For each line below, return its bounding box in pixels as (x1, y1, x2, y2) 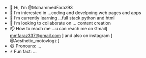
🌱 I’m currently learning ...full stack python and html (9, 15, 115, 20)
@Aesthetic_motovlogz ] (9, 38, 60, 43)
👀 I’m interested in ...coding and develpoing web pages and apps (9, 10, 142, 16)
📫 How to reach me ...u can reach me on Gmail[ (9, 26, 108, 31)
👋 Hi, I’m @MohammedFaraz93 (9, 5, 73, 10)
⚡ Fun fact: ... (9, 49, 37, 54)
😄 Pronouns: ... (9, 43, 42, 49)
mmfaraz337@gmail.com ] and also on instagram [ (9, 33, 113, 39)
